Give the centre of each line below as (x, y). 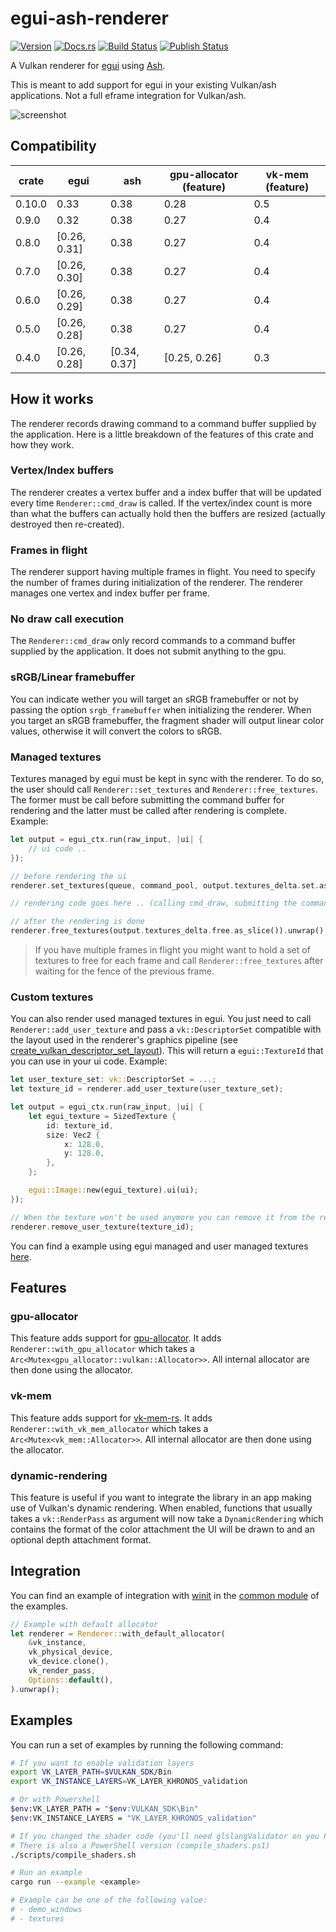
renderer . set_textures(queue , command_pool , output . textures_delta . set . (165, 885)
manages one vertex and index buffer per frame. (110, 593)
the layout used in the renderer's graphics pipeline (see (124, 1040)
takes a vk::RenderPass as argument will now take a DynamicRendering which (167, 1518)
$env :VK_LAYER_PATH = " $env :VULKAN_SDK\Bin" (104, 1809)
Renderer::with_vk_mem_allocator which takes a (109, 1428)
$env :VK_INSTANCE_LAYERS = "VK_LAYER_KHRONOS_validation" (133, 1818)
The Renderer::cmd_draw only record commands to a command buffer (153, 641)
